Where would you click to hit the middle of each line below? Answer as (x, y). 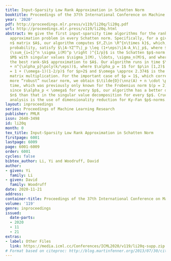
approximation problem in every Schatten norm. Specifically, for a (84, 39)
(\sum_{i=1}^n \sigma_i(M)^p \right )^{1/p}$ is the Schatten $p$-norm (88, 52)
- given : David (21, 180)
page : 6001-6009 (22, 147)
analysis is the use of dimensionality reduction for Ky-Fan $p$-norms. (89, 100)
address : (15, 194)
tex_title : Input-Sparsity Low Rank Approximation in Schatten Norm (79, 133)
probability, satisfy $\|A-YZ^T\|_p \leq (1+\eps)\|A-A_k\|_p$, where (86, 48)
